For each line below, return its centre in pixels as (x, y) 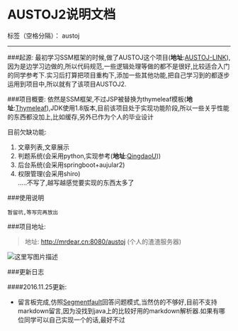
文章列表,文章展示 (43, 147)
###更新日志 (26, 271)
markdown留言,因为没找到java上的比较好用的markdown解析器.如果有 (118, 310)
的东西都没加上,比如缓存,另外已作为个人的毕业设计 (81, 116)
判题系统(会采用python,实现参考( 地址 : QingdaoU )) (89, 156)
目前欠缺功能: (27, 131)
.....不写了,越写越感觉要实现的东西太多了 (76, 183)
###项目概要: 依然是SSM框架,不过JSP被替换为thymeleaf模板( (97, 99)
